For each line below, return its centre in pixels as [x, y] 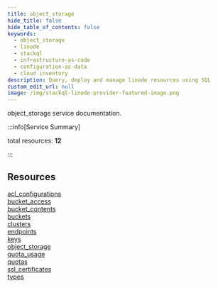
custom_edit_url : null [41, 87]
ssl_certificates [29, 269]
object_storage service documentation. [65, 113]
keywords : [22, 34]
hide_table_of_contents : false [54, 27]
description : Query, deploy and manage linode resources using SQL [109, 80]
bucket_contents [32, 209]
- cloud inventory [41, 73]
